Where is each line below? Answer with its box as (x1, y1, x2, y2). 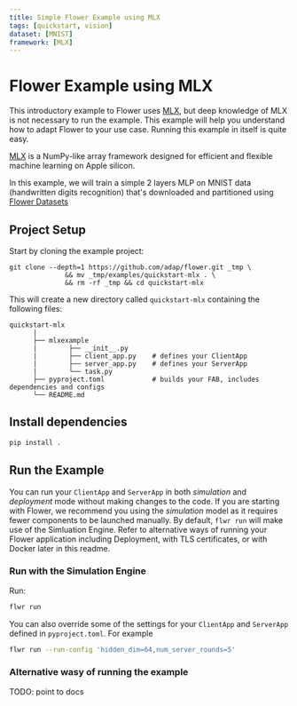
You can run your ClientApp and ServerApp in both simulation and (9, 486, 246, 497)
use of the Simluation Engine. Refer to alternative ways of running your (9, 524, 268, 535)
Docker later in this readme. (9, 543, 111, 553)
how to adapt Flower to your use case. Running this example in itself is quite (9, 124, 287, 135)
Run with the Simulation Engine (9, 565, 146, 577)
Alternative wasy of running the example (9, 666, 189, 678)
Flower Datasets (9, 196, 69, 207)
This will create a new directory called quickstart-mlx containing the (9, 294, 260, 305)
